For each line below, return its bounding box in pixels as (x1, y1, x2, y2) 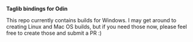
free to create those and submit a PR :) (6, 29, 102, 37)
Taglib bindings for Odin (6, 5, 68, 12)
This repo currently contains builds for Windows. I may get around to (6, 17, 177, 23)
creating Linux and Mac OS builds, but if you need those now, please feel (6, 23, 188, 30)
